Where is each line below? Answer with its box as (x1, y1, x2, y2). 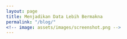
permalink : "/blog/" (6, 19, 57, 25)
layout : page (6, 8, 38, 14)
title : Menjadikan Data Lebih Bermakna (6, 14, 103, 19)
